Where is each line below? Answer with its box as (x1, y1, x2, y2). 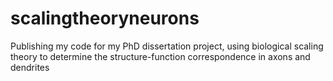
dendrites (10, 61, 50, 73)
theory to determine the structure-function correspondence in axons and (10, 50, 311, 62)
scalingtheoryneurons (10, 7, 200, 30)
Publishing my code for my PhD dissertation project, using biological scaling (10, 40, 324, 52)
